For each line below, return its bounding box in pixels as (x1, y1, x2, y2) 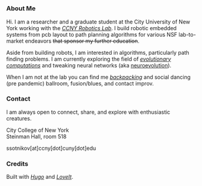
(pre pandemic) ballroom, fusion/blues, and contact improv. (6, 79, 154, 87)
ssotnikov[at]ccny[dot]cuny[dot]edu (6, 144, 96, 152)
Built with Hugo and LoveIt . (6, 173, 74, 181)
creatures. (6, 114, 32, 122)
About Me (6, 4, 36, 13)
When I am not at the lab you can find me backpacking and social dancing (6, 73, 191, 81)
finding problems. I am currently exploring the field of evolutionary (6, 55, 171, 63)
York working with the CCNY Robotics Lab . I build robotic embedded (6, 24, 177, 31)
